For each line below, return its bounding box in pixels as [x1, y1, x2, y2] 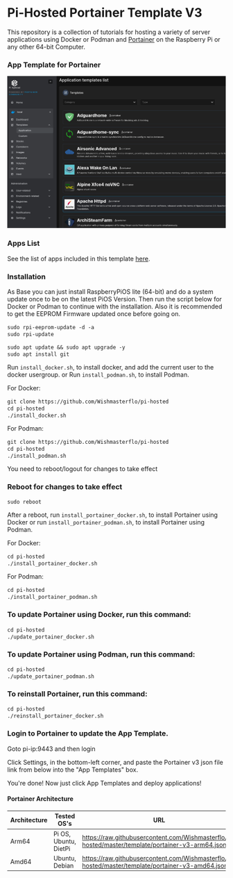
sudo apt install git [7, 351, 70, 358]
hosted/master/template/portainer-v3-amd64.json [82, 861, 228, 870]
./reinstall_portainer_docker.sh [7, 713, 104, 720]
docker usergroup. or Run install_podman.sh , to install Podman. [7, 370, 189, 379]
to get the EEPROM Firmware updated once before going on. [7, 310, 180, 318]
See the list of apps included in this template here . [7, 254, 150, 263]
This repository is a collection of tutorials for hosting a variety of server [7, 28, 210, 36]
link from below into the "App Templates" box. [7, 765, 139, 774]
